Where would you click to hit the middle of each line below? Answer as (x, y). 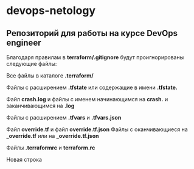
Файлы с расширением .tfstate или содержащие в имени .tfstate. (92, 87)
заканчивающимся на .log (40, 106)
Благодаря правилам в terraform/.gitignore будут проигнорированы (95, 57)
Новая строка (24, 160)
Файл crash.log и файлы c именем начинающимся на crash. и (87, 99)
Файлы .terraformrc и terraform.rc (51, 148)
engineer (24, 42)
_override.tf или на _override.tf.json (53, 136)
